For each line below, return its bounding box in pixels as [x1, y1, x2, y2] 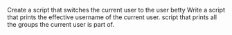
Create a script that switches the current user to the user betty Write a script [7, 6, 226, 14]
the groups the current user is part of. [7, 21, 115, 28]
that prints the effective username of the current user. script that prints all [7, 13, 217, 21]
